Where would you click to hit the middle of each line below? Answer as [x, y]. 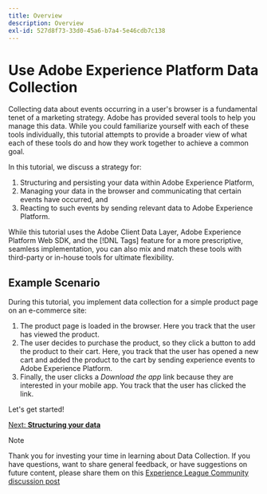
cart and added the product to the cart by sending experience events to [137, 360]
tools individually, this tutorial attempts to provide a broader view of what [128, 135]
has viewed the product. [59, 335]
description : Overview [46, 23]
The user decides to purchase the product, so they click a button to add [137, 343]
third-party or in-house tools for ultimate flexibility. [91, 257]
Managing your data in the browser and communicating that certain [130, 191]
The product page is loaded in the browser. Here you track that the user [137, 326]
